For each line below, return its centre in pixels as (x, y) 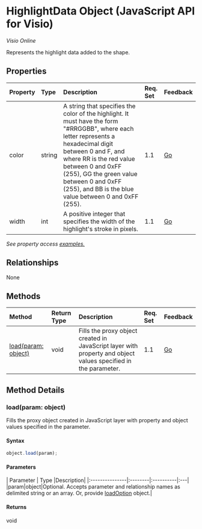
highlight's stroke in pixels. (100, 229)
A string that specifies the (99, 106)
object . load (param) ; (32, 454)
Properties (26, 71)
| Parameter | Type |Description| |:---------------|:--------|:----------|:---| (98, 480)
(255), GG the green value (100, 174)
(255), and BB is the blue (98, 189)
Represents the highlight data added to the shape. (68, 52)
